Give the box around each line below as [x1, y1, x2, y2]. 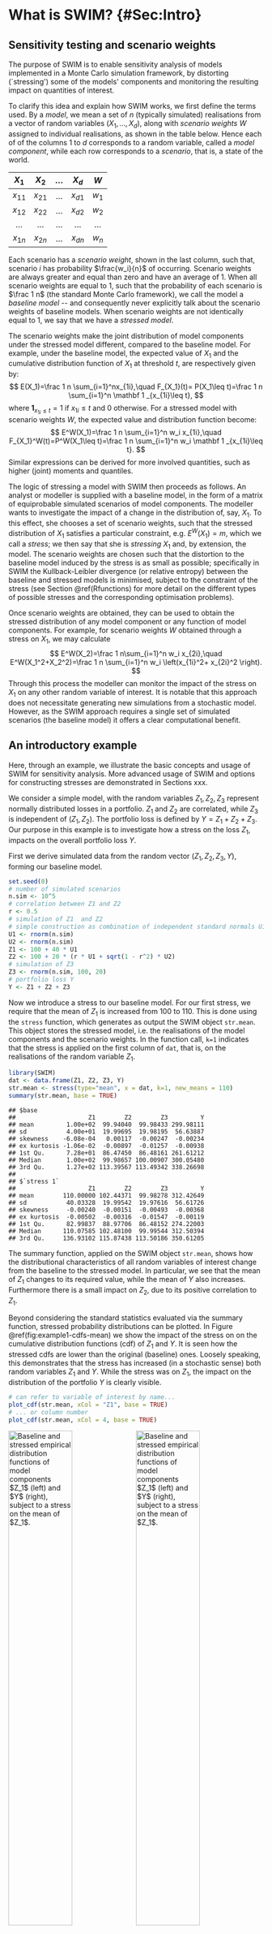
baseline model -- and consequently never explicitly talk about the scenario [8, 298, 261, 308]
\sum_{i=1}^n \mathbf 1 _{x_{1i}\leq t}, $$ [68, 391, 204, 400]
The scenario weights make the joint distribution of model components [8, 330, 244, 340]
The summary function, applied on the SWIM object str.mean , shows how [8, 1248, 253, 1258]
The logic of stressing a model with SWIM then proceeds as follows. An [8, 481, 247, 492]
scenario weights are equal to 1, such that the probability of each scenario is [8, 280, 263, 290]
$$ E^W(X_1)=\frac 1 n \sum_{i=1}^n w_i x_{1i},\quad [50, 428, 222, 438]
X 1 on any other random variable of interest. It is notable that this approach [8, 688, 257, 699]
